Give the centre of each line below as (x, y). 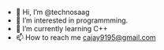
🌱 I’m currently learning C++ (61, 29)
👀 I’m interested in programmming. (72, 20)
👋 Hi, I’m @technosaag (52, 12)
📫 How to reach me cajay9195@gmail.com (86, 37)
